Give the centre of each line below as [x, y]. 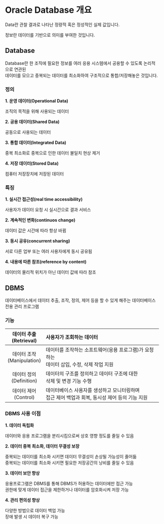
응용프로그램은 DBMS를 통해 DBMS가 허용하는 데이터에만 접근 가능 [69, 483]
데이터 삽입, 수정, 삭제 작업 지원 [80, 365]
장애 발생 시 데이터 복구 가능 [32, 516]
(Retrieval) [24, 341]
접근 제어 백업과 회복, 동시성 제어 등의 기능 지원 [97, 398]
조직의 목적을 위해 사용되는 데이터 [37, 111]
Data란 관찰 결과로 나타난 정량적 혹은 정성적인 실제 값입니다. [62, 25]
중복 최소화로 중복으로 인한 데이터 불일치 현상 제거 [52, 153]
